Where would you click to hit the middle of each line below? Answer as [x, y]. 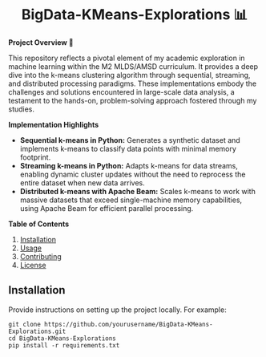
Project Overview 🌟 [41, 42]
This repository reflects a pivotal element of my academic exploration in [127, 58]
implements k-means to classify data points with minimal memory [128, 148]
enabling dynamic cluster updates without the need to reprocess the [133, 174]
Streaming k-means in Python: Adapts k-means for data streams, [129, 165]
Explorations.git [37, 331]
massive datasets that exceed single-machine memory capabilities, [131, 200]
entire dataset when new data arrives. [83, 183]
